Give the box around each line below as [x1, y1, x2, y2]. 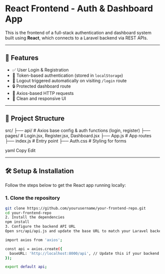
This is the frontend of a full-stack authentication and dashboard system [5, 30, 152, 35]
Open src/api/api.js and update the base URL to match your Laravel [5, 229, 148, 234]
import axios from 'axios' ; [5, 237, 63, 243]
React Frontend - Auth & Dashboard [5, 3, 153, 14]
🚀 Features [5, 54, 39, 62]
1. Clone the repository [5, 195, 60, 202]
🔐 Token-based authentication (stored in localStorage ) [12, 72, 123, 78]
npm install [5, 219, 29, 224]
